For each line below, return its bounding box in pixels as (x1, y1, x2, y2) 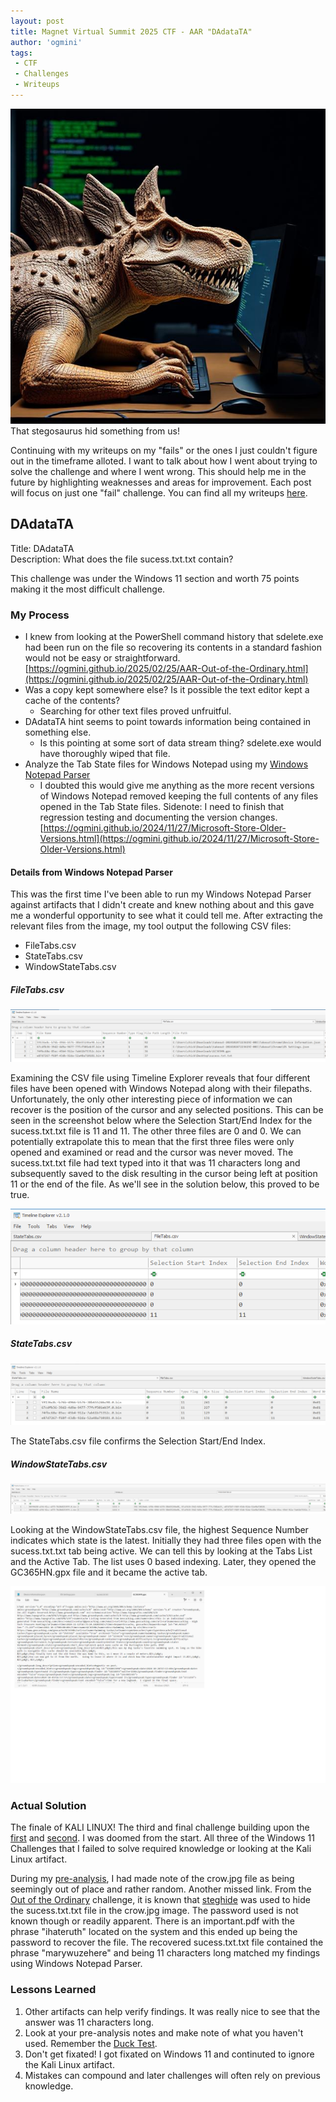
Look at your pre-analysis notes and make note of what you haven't (24, 2026, 304, 2039)
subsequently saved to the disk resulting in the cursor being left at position (10, 1167, 318, 1179)
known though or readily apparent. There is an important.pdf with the (10, 1915, 295, 1927)
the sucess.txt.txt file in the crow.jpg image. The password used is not (10, 1905, 299, 1917)
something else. (24, 726, 92, 738)
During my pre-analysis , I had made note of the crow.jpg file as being (10, 1873, 295, 1885)
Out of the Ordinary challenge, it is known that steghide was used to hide (10, 1894, 311, 1906)
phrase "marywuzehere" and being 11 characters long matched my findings (10, 1947, 321, 1959)
